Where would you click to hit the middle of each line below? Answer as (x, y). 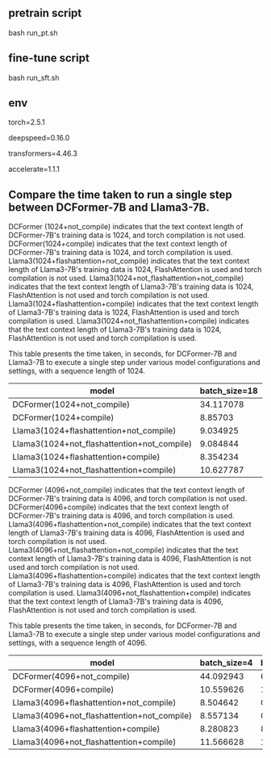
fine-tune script (49, 59)
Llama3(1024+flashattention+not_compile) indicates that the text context (129, 261)
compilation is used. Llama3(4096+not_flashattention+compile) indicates (130, 593)
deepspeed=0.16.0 (39, 138)
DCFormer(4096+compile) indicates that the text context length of (119, 507)
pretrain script (45, 13)
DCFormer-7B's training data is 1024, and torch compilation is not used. (127, 235)
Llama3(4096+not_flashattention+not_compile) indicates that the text (123, 550)
